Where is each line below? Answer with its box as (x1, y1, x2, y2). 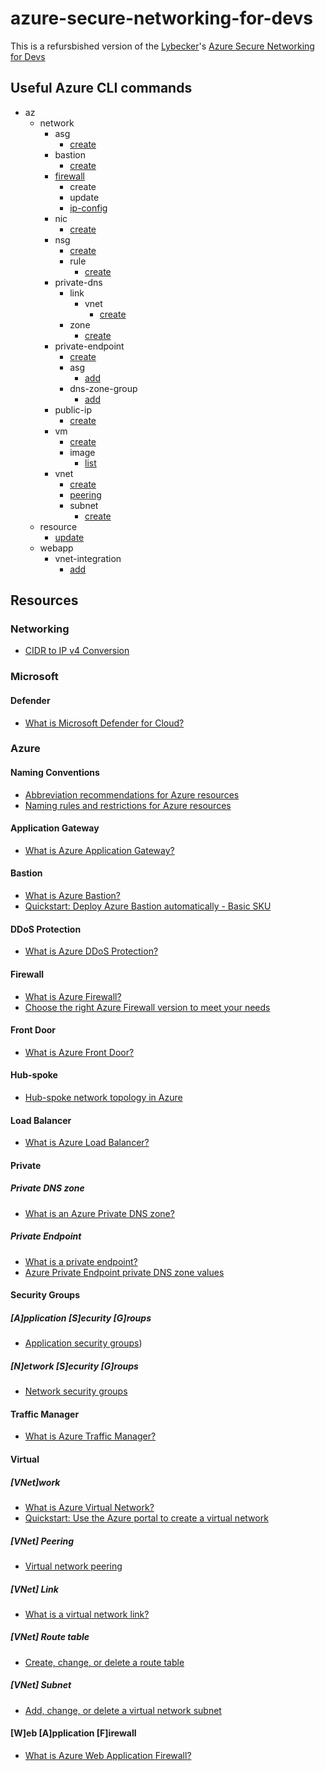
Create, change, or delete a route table (24, 1656, 185, 1668)
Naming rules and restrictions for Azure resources (24, 799, 232, 811)
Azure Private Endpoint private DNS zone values (24, 1266, 225, 1278)
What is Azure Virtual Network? (24, 1501, 155, 1513)
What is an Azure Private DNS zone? (24, 1207, 175, 1219)
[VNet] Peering (10, 1535, 75, 1547)
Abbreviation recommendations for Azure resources (24, 788, 240, 801)
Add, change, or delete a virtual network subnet (24, 1704, 222, 1716)
